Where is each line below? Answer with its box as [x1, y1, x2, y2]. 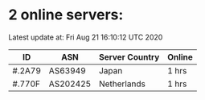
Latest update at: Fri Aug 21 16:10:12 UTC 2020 [8, 32, 163, 42]
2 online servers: [8, 6, 124, 24]
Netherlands [99, 78, 146, 90]
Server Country [99, 51, 160, 62]
